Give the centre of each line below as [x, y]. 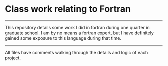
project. [13, 58]
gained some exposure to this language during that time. [63, 38]
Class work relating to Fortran [68, 9]
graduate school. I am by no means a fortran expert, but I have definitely [79, 33]
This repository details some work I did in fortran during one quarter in [77, 27]
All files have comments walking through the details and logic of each [77, 52]
